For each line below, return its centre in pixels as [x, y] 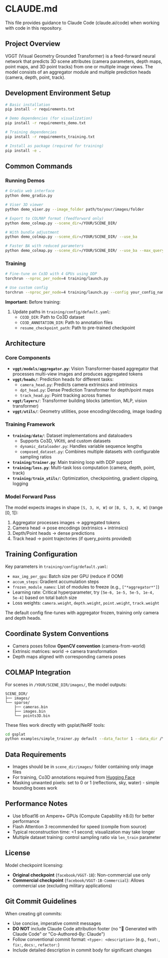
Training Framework [30, 424]
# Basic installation [28, 105]
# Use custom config [27, 288]
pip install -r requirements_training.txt [50, 137]
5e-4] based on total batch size [45, 597]
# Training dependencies [31, 132]
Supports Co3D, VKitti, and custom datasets [65, 441]
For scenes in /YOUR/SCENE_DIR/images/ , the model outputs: [66, 685]
